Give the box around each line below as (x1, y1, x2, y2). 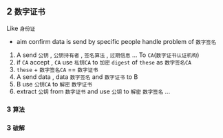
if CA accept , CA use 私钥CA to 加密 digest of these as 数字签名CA (16, 58, 192, 66)
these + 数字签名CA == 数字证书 (16, 65, 98, 73)
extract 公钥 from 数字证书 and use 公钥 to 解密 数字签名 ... (16, 87, 171, 95)
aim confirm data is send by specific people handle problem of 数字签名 (16, 37, 217, 45)
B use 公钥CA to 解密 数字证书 (16, 80, 92, 88)
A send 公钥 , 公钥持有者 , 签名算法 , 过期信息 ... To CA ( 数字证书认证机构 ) (16, 51, 200, 59)
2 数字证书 (6, 6, 45, 18)
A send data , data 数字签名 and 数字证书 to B (16, 72, 138, 81)
